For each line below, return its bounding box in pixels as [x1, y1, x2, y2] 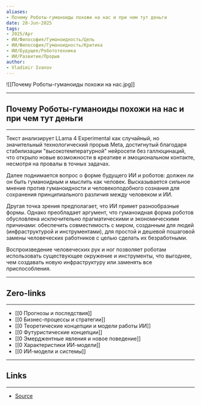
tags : [6, 25, 20, 32]
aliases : [6, 8, 28, 15]
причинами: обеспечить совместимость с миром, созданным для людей [6, 222, 194, 229]
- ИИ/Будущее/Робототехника [6, 48, 77, 54]
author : [6, 59, 26, 65]
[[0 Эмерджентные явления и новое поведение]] [14, 335, 141, 342]
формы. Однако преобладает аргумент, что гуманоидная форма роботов [6, 209, 194, 216]
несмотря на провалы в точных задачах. [6, 160, 111, 168]
